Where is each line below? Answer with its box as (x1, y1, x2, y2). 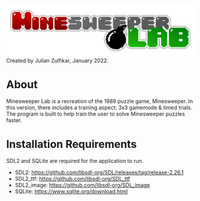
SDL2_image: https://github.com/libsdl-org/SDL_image (14, 181, 150, 188)
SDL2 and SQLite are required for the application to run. (6, 157, 144, 164)
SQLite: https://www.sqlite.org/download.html (14, 187, 128, 195)
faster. (6, 116, 22, 123)
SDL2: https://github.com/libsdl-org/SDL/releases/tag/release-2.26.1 (14, 169, 184, 176)
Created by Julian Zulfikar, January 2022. (6, 57, 109, 64)
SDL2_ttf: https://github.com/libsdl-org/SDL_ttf (14, 175, 131, 182)
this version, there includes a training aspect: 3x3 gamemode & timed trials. (6, 104, 193, 111)
